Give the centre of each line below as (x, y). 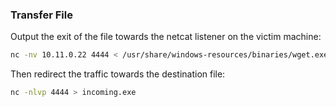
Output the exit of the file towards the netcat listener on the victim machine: (166, 37)
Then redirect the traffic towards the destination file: (118, 74)
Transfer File (41, 15)
